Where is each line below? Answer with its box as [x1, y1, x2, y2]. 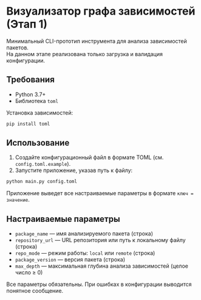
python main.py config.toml [6, 179, 78, 185]
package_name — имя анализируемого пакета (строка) [15, 230, 154, 237]
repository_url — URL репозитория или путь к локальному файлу [15, 237, 186, 244]
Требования [6, 74, 55, 85]
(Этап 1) [6, 17, 47, 31]
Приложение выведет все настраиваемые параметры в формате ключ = [6, 190, 194, 197]
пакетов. [6, 44, 29, 51]
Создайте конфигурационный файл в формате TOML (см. [15, 154, 164, 161]
